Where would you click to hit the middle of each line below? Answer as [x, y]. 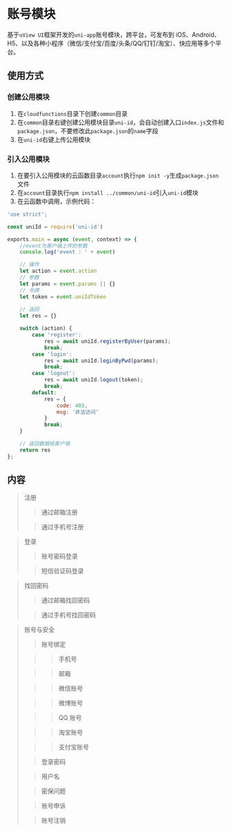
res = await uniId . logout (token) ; [93, 380]
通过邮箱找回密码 [66, 600]
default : [44, 392]
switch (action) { [46, 329]
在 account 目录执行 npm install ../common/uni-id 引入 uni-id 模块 [108, 192]
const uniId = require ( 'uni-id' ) [55, 227]
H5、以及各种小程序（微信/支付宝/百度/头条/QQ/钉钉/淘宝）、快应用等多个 [111, 43]
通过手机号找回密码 [69, 615]
